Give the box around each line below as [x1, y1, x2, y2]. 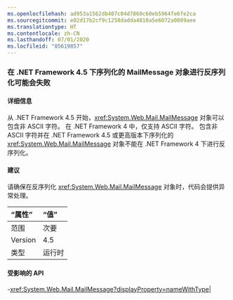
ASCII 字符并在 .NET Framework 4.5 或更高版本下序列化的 [7, 131, 174, 139]
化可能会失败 [7, 78, 51, 88]
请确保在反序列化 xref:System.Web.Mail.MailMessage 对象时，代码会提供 [7, 183, 219, 191]
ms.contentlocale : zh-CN [7, 29, 80, 37]
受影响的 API [7, 268, 44, 277]
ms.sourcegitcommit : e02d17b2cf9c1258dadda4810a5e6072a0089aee [7, 17, 197, 24]
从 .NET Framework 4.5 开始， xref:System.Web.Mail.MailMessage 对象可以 [7, 114, 225, 122]
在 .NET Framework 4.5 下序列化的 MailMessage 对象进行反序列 [7, 67, 226, 77]
